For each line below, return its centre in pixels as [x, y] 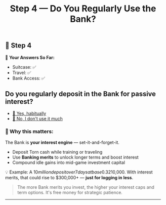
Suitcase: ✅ [24, 67]
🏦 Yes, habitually [29, 114]
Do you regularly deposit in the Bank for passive [81, 94]
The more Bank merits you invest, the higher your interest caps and [86, 187]
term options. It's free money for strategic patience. [70, 192]
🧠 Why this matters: [29, 131]
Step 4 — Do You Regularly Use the [83, 9]
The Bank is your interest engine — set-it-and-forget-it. [62, 142]
